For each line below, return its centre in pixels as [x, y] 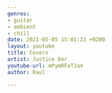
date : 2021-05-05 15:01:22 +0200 [56, 40]
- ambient [22, 27]
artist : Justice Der [38, 59]
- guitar [20, 20]
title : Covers [28, 53]
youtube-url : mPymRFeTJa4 [45, 66]
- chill [19, 33]
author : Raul [26, 72]
